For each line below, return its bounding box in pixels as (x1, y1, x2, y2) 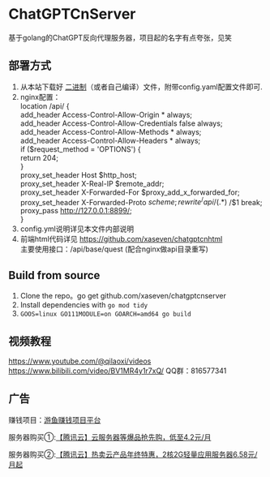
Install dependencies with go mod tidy (19, 300, 148, 310)
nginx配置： (19, 92, 61, 101)
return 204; (19, 153, 59, 162)
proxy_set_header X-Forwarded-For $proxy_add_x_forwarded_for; (19, 187, 241, 197)
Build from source (8, 269, 101, 282)
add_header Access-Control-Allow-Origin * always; (19, 110, 193, 119)
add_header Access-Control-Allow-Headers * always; (19, 135, 201, 145)
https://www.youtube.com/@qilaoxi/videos (8, 356, 152, 366)
